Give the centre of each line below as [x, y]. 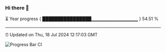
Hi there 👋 [17, 8]
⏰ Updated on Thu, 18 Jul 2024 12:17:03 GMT [51, 35]
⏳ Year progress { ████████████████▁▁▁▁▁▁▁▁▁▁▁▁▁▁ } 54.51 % [82, 19]
